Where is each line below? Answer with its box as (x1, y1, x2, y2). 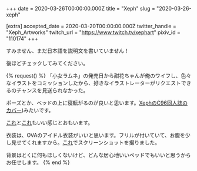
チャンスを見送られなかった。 (16, 87, 89, 93)
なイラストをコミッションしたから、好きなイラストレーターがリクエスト (6, 79, 181, 86)
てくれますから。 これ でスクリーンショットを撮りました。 (21, 139, 161, 146)
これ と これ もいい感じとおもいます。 (6, 119, 94, 126)
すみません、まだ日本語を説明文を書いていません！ (6, 47, 129, 54)
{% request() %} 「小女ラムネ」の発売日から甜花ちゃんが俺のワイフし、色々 (6, 72, 192, 79)
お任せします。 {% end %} (6, 159, 70, 166)
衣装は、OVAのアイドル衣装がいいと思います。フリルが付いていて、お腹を (6, 132, 185, 139)
